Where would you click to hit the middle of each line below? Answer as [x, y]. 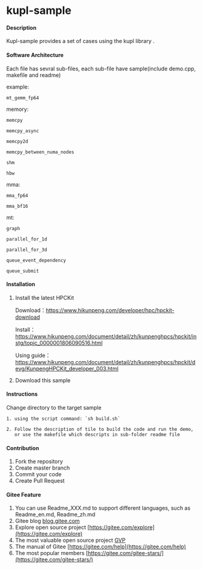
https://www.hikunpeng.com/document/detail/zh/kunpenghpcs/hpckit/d [105, 362]
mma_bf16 [17, 206]
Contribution [23, 448]
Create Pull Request [40, 481]
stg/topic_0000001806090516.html [59, 342]
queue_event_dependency [36, 260]
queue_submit [23, 271]
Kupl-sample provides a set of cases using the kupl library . [80, 41]
